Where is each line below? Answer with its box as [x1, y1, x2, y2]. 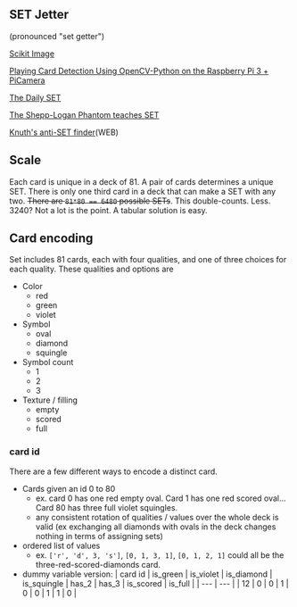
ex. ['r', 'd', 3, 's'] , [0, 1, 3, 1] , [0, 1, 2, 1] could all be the [35, 549, 285, 561]
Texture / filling [21, 395, 78, 405]
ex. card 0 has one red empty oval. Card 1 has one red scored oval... [35, 493, 287, 503]
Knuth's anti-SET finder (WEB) [9, 127, 119, 137]
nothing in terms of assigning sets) [35, 530, 163, 541]
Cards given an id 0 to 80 [21, 483, 116, 494]
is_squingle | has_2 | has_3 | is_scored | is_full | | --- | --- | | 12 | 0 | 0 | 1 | [21, 578, 289, 588]
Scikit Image [9, 48, 55, 59]
